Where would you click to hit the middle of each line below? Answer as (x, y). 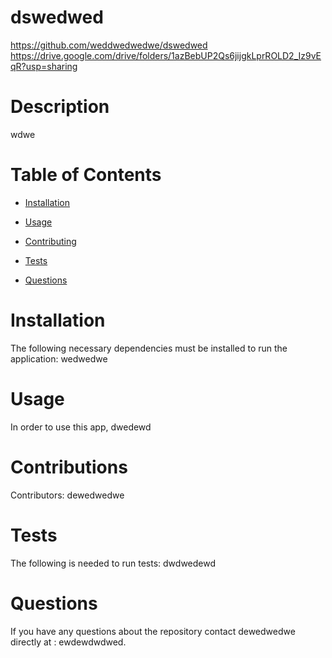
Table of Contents (86, 175)
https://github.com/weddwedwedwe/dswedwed (109, 45)
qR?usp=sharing (44, 66)
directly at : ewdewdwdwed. (68, 642)
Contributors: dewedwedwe (67, 495)
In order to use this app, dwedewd (81, 427)
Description (60, 107)
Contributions (69, 467)
